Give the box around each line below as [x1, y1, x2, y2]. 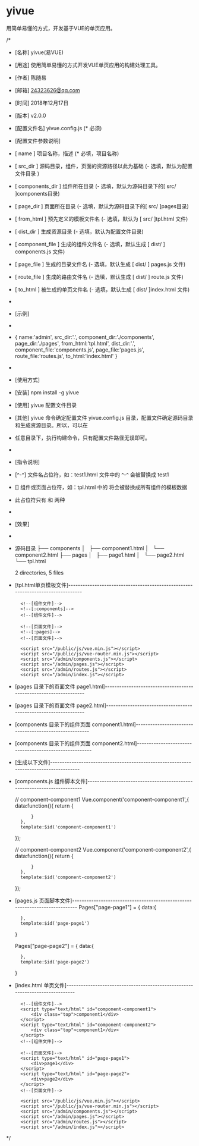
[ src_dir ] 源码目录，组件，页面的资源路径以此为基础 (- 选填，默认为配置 [14, 162, 193, 169]
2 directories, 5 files [14, 569, 64, 576]
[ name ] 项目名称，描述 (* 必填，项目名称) [14, 150, 119, 157]
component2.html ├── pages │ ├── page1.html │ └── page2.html [14, 551, 185, 558]
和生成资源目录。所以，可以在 [14, 421, 88, 429]
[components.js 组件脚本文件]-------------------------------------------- [14, 777, 193, 784]
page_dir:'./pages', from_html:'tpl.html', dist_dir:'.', [14, 340, 135, 347]
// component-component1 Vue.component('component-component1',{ [14, 796, 189, 803]
